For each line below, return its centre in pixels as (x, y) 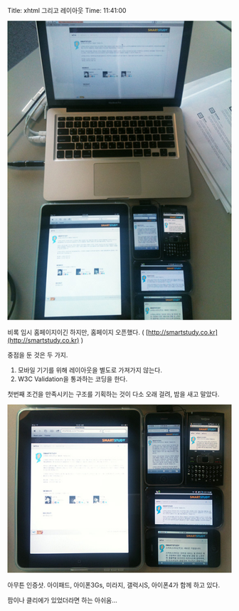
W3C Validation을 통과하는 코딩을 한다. (73, 379)
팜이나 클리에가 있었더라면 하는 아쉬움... (62, 600)
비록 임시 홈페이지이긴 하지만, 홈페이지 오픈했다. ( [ (78, 332)
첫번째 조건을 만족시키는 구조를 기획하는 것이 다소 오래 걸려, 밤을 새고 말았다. (113, 394)
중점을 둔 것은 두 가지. (38, 355)
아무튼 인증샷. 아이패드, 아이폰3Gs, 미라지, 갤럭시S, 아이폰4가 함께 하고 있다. (114, 585)
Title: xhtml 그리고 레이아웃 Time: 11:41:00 (67, 10)
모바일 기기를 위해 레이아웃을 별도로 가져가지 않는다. (90, 370)
